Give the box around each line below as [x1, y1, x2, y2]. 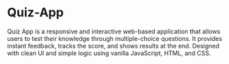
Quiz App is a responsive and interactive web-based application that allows [7, 27, 221, 35]
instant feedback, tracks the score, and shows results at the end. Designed [7, 42, 220, 50]
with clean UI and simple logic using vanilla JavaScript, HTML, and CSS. [7, 49, 211, 57]
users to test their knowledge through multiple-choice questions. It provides [7, 34, 222, 42]
